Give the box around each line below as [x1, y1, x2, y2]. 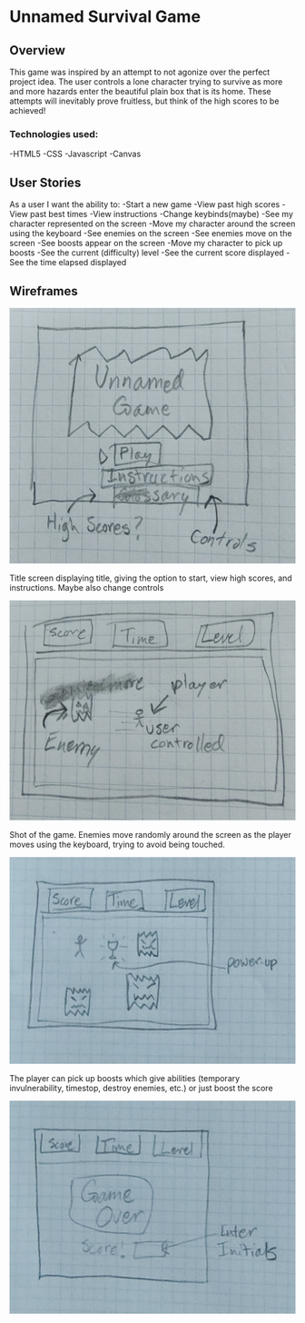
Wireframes [9, 283, 79, 299]
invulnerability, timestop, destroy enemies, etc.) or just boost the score [9, 1083, 274, 1094]
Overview [9, 43, 66, 58]
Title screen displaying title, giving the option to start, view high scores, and [9, 572, 292, 583]
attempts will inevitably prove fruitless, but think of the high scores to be [9, 95, 280, 106]
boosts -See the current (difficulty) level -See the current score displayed [9, 247, 284, 258]
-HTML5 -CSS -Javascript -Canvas [9, 148, 142, 160]
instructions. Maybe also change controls [9, 582, 164, 593]
